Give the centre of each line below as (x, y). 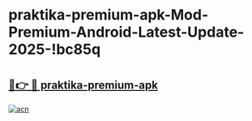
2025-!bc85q (55, 50)
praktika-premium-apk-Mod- (109, 15)
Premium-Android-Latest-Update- (126, 32)
